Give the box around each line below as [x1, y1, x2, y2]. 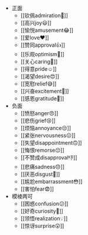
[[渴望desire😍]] [20, 73, 60, 80]
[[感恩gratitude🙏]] [20, 95, 64, 102]
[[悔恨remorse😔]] [20, 146, 65, 154]
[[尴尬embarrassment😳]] [20, 178, 83, 185]
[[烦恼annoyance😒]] [20, 125, 71, 131]
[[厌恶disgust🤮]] [20, 171, 60, 178]
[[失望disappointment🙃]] [20, 139, 82, 146]
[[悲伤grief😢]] [20, 117, 56, 124]
